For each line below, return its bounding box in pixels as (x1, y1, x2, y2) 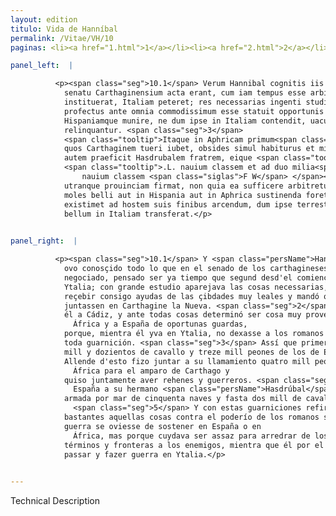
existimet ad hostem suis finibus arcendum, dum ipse (63, 199, 293, 210)
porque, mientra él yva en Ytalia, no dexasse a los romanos (63, 329, 325, 339)
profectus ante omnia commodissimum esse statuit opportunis (63, 106, 325, 116)
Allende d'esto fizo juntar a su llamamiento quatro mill (63, 356, 311, 366)
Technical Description (10, 495, 101, 507)
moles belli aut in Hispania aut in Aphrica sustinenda (63, 190, 302, 200)
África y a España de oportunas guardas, (73, 319, 248, 330)
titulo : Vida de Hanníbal (10, 24, 118, 34)
